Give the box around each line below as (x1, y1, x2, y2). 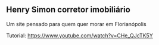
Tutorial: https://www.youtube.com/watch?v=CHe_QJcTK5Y (6, 32, 153, 39)
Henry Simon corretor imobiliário (6, 5, 131, 15)
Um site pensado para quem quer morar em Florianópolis (6, 20, 147, 27)
